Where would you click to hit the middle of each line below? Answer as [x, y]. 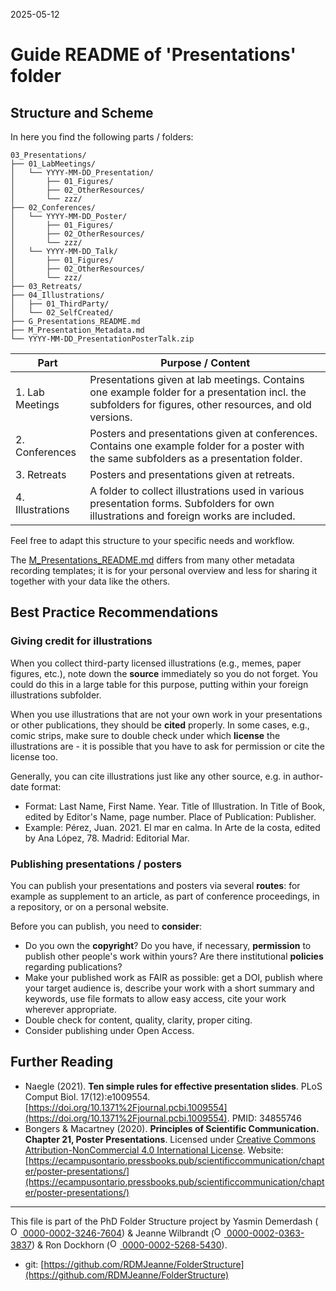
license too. [34, 756]
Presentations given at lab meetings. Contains [197, 379]
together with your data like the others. [90, 581]
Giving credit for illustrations [81, 641]
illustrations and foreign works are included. [192, 516]
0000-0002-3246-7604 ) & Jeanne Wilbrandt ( [118, 1233]
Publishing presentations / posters [96, 864]
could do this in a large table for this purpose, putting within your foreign [159, 684]
